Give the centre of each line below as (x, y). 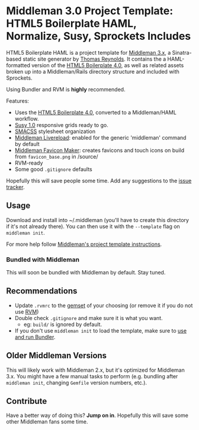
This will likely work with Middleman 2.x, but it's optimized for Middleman (95, 370)
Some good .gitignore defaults (54, 169)
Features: (18, 101)
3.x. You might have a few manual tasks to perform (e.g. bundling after (92, 376)
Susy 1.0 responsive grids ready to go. (61, 125)
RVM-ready (29, 163)
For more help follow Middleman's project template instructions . (84, 244)
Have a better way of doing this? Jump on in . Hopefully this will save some (97, 415)
